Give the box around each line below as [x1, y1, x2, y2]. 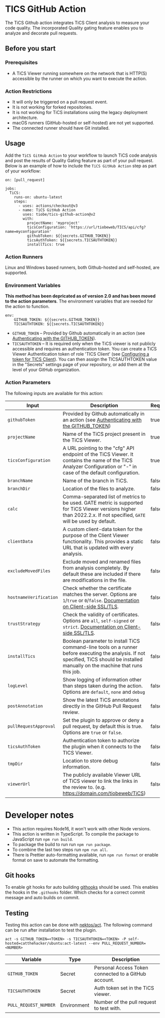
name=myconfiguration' [5, 229, 52, 234]
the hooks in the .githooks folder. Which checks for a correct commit [5, 889, 145, 895]
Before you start [5, 44, 56, 53]
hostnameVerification [7, 594, 58, 600]
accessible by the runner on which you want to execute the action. [12, 75, 147, 82]
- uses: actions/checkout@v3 [18, 203, 78, 208]
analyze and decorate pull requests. [5, 30, 78, 36]
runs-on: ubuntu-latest [14, 195, 63, 199]
